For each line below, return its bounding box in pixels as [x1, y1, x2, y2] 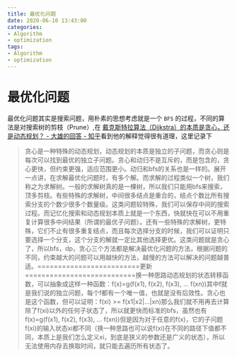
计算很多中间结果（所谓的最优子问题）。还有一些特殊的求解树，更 [30, 217, 221, 226]
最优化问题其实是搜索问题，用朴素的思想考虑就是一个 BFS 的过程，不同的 [7, 114, 219, 123]
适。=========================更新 [24, 261, 153, 270]
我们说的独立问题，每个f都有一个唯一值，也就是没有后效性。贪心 [30, 288, 219, 297]
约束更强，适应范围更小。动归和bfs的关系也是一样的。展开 [55, 164, 226, 173]
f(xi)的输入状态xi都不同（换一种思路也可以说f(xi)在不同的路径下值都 [24, 324, 221, 332]
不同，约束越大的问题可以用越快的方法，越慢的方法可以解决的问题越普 [24, 253, 230, 261]
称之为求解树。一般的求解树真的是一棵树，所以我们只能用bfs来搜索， [24, 182, 226, 191]
